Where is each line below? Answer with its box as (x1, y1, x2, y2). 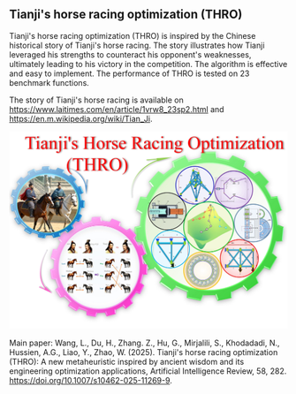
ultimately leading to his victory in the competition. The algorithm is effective (9, 58, 288, 69)
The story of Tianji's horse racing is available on (9, 95, 184, 105)
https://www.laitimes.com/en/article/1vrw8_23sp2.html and (9, 103, 224, 114)
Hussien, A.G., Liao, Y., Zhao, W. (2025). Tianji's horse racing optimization (9, 346, 278, 357)
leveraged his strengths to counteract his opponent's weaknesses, (9, 49, 252, 60)
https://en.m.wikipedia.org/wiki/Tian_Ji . (9, 113, 153, 124)
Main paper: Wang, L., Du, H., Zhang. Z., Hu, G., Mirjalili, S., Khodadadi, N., (9, 337, 280, 348)
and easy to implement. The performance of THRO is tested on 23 (9, 68, 250, 79)
